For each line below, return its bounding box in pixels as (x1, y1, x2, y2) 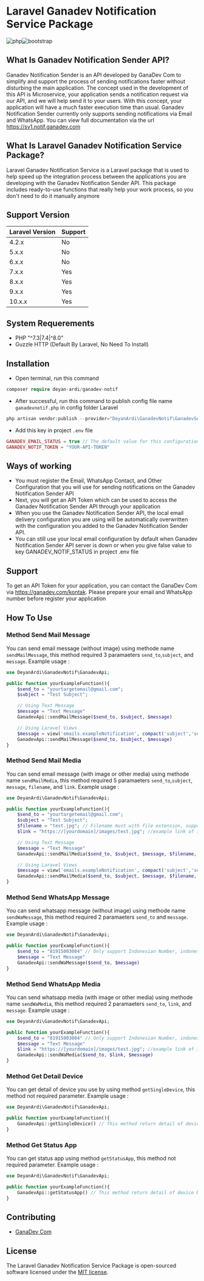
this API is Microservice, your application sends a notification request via (6, 90, 188, 98)
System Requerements (6, 318, 95, 328)
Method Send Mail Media (6, 756, 81, 765)
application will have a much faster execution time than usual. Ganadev (6, 104, 184, 111)
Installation (6, 358, 50, 369)
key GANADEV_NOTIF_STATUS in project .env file (15, 548, 139, 555)
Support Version (6, 209, 70, 220)
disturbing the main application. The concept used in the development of (6, 84, 189, 91)
